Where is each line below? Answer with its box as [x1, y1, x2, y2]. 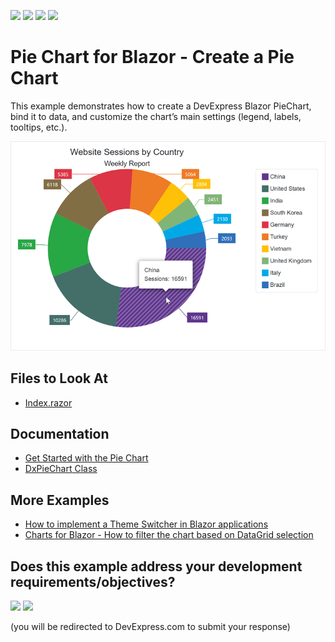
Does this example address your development [10, 558, 303, 575]
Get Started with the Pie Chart [24, 452, 149, 464]
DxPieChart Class [24, 463, 98, 475]
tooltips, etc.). [10, 121, 68, 133]
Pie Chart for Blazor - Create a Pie [10, 46, 295, 69]
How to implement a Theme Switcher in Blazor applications [24, 518, 269, 530]
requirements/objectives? [10, 573, 176, 590]
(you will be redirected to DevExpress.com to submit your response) [10, 621, 291, 633]
